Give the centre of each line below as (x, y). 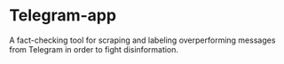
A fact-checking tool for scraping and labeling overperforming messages (142, 40)
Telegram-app (63, 16)
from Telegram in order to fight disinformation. (94, 49)
